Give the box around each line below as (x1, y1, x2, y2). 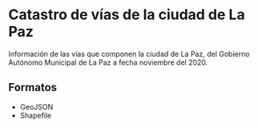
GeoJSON (19, 102, 54, 111)
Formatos (8, 81, 58, 94)
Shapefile (19, 110, 52, 120)
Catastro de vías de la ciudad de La (8, 6, 246, 24)
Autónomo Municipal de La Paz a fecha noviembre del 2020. (8, 58, 208, 67)
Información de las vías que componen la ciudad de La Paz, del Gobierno (8, 49, 250, 58)
